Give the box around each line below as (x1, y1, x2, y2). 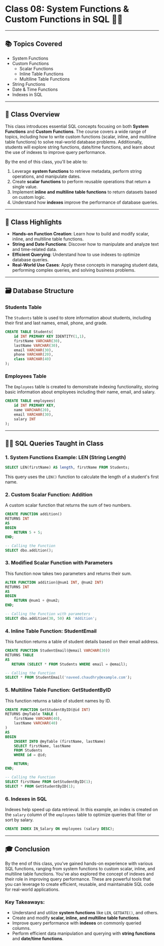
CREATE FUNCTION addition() (5, 512, 62, 517)
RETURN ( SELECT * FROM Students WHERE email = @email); (11, 662, 128, 667)
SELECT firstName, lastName (14, 743, 71, 748)
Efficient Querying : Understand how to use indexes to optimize (12, 252, 140, 257)
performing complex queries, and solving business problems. (12, 267, 136, 273)
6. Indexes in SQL (5, 795, 47, 802)
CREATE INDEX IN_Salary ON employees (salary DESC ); (5, 826, 115, 831)
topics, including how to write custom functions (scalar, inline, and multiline (5, 133, 156, 140)
